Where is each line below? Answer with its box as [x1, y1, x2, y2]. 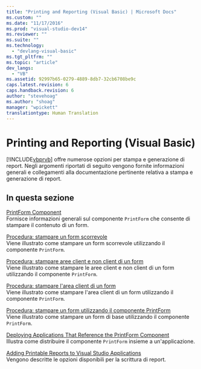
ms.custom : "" [6, 14, 42, 21]
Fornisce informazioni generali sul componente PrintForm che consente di [6, 215, 190, 222]
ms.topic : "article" [6, 59, 59, 65]
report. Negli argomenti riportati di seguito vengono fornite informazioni [6, 162, 184, 170]
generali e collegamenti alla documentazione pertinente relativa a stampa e [6, 168, 193, 176]
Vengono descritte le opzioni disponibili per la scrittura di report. [6, 356, 167, 363]
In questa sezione [6, 193, 74, 203]
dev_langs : [6, 65, 34, 71]
